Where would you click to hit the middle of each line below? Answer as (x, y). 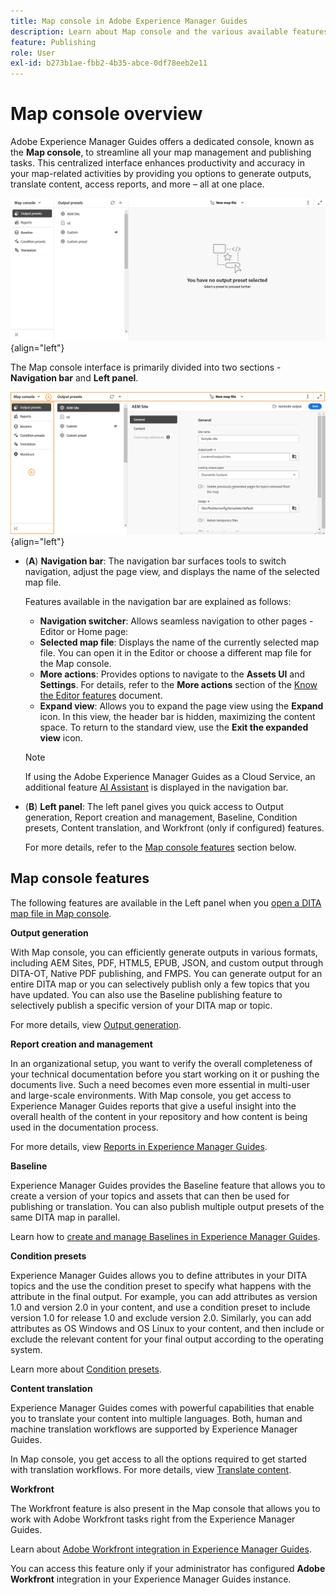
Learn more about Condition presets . (86, 1369)
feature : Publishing (53, 42)
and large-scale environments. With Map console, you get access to (151, 1095)
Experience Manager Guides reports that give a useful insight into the (153, 1106)
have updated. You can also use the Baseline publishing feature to (146, 994)
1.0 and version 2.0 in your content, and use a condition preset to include (160, 1307)
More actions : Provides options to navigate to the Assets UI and (172, 674)
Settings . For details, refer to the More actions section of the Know (178, 684)
